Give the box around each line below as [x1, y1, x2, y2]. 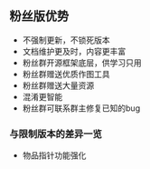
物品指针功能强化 [22, 150, 87, 161]
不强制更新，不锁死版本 [22, 35, 110, 45]
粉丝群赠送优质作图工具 [22, 68, 110, 79]
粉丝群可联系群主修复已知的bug [22, 103, 141, 114]
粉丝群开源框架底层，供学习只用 [22, 57, 142, 68]
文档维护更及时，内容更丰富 [22, 45, 127, 56]
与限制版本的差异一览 [9, 127, 102, 140]
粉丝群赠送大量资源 [22, 80, 95, 91]
